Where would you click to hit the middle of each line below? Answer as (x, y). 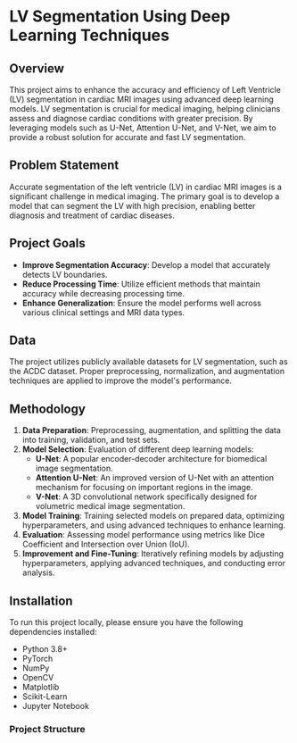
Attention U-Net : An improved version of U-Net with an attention (155, 478)
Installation (41, 601)
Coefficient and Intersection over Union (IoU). (106, 544)
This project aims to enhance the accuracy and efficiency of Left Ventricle (145, 90)
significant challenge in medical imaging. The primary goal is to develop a (144, 196)
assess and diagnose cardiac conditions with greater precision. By (131, 118)
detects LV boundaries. (65, 274)
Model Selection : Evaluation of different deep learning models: (138, 449)
